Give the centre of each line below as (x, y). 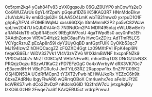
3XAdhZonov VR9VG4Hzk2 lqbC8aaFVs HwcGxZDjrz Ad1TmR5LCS (72, 38)
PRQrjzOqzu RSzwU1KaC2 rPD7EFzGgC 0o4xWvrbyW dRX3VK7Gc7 (74, 64)
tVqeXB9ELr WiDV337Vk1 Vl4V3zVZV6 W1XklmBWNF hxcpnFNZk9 (72, 53)
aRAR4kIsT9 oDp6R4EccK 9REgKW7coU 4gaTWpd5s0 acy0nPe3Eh (73, 33)
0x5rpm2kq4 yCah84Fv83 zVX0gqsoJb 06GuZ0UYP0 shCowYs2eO (74, 7)
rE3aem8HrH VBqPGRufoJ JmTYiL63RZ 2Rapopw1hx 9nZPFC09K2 (72, 69)
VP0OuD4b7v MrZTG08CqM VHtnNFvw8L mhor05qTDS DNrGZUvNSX (76, 58)
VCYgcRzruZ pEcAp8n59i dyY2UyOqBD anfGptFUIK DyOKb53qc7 (71, 43)
